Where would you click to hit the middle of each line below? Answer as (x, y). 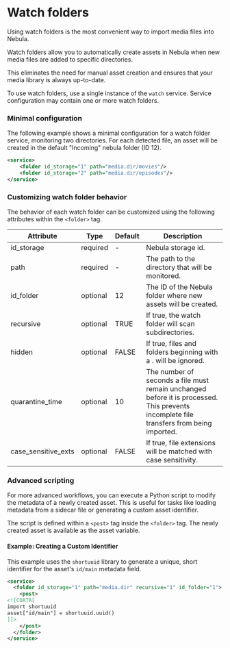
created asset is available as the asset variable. (74, 531)
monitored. (164, 276)
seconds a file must (178, 380)
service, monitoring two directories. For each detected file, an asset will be (112, 140)
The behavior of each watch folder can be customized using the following (111, 212)
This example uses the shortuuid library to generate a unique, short (102, 561)
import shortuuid (32, 607)
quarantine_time (37, 402)
